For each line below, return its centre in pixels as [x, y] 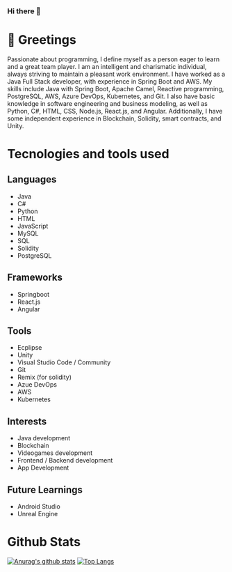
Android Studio [39, 507]
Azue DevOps [37, 385]
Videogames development [55, 453]
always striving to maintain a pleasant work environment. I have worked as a [116, 74]
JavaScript [33, 226]
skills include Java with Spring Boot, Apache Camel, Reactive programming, [116, 88]
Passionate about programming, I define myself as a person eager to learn [114, 59]
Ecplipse [30, 348]
